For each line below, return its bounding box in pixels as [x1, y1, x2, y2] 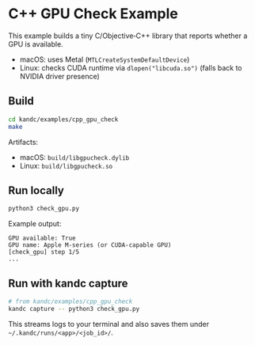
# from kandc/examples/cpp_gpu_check [8, 298, 133, 305]
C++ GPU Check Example [8, 5, 178, 23]
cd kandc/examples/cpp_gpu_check [8, 116, 119, 123]
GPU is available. [8, 39, 63, 48]
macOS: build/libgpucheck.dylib [19, 152, 130, 162]
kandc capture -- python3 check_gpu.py [8, 305, 140, 313]
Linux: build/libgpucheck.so [19, 161, 113, 170]
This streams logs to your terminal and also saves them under [8, 319, 210, 328]
